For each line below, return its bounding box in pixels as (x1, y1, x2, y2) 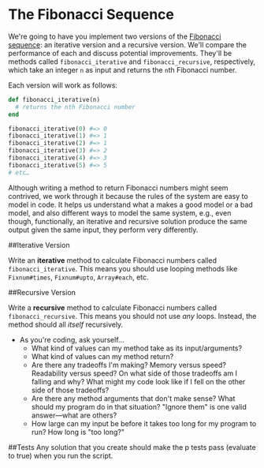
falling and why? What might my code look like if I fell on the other (31, 376, 246, 386)
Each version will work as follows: (8, 80, 118, 90)
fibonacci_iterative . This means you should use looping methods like (8, 264, 238, 273)
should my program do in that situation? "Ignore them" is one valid (31, 402, 247, 411)
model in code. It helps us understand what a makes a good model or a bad (8, 200, 254, 209)
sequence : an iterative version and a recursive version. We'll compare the (8, 39, 247, 49)
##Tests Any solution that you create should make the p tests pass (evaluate (8, 442, 256, 451)
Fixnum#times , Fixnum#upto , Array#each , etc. (8, 272, 149, 282)
